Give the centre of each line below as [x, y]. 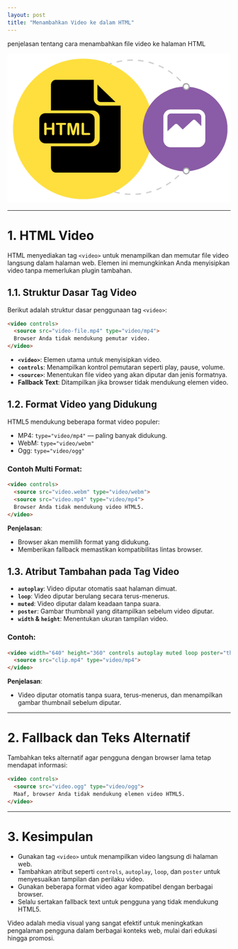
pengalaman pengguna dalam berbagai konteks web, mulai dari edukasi [112, 931]
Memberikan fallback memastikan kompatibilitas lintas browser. [110, 549]
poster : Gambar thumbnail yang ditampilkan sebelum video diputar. [116, 611]
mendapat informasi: [38, 765]
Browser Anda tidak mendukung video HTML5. [79, 507]
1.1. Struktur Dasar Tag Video [72, 293]
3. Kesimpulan [50, 836]
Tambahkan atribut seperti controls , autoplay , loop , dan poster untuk [119, 871]
